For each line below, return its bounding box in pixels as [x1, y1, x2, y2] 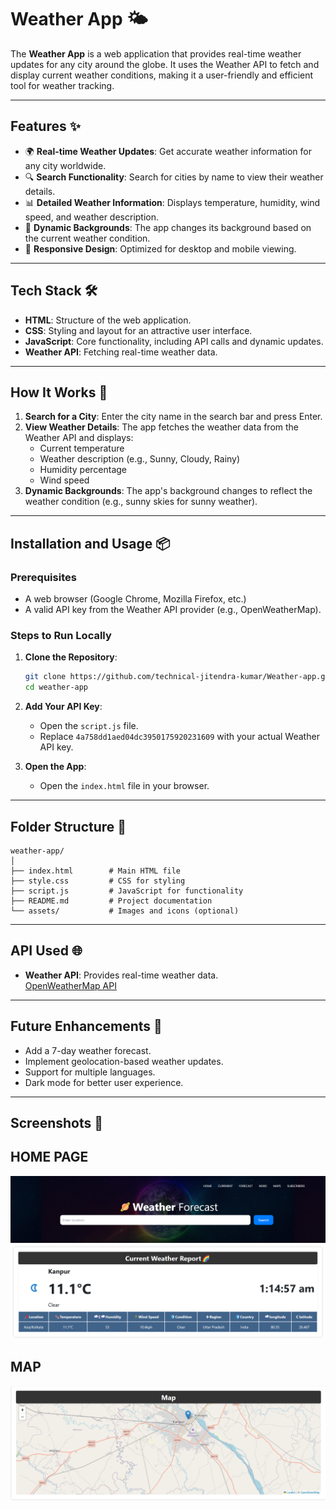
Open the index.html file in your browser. [39, 780, 210, 792]
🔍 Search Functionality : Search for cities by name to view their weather [24, 171, 324, 183]
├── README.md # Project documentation [10, 896, 213, 906]
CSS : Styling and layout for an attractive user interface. [24, 324, 253, 336]
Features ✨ [10, 118, 81, 135]
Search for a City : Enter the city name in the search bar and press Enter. [24, 411, 323, 423]
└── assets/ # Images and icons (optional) [10, 906, 240, 916]
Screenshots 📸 [10, 1114, 104, 1131]
